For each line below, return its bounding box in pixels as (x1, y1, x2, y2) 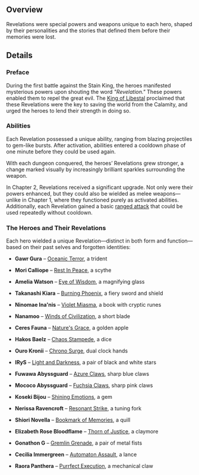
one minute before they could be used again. (6, 148, 116, 155)
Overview (6, 5, 43, 15)
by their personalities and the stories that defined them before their (6, 27, 170, 34)
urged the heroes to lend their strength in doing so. (6, 107, 131, 114)
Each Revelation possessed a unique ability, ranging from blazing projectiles (6, 135, 192, 142)
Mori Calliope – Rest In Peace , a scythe (14, 267, 112, 274)
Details (6, 51, 33, 61)
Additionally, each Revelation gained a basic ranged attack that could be (6, 202, 183, 210)
